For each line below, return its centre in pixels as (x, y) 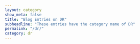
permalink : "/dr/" (24, 29)
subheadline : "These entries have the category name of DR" (70, 24)
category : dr (19, 33)
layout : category (23, 10)
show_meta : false (23, 15)
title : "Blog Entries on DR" (36, 19)
